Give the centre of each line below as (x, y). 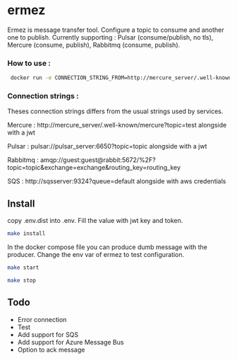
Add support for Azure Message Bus (71, 342)
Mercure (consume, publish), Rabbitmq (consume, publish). (94, 45)
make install (26, 234)
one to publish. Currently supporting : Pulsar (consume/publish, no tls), (110, 37)
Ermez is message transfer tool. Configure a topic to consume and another (116, 30)
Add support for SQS (48, 334)
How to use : (29, 63)
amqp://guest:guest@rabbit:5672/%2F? (98, 160)
